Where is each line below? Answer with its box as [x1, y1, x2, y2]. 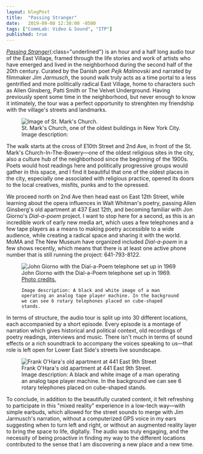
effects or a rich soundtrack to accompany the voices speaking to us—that [6, 340, 193, 347]
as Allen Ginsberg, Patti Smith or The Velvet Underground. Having [6, 87, 171, 94]
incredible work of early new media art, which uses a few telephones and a [6, 219, 194, 226]
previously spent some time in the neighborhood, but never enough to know [6, 93, 196, 101]
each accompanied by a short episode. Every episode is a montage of [6, 320, 181, 328]
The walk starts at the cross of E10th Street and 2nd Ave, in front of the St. [6, 143, 192, 150]
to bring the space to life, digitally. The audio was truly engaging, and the [6, 428, 189, 435]
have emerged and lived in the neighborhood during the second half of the [6, 61, 193, 69]
